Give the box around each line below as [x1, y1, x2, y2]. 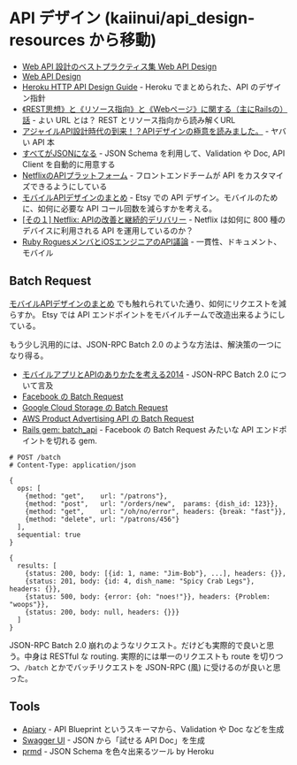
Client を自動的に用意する [21, 158, 116, 169]
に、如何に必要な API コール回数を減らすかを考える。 [21, 203, 217, 213]
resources [9, 30, 86, 50]
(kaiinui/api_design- [104, 8, 255, 28]
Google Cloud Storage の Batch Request [21, 402, 169, 412]
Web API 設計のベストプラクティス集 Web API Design [21, 61, 217, 72]
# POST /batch [9, 453, 62, 462]
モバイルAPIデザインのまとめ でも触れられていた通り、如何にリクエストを [9, 298, 279, 309]
